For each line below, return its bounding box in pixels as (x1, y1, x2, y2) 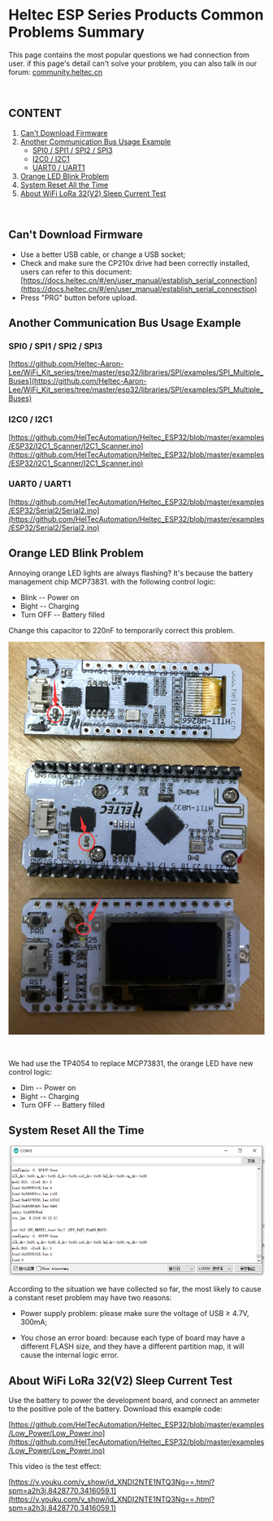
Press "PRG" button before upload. (19, 293, 137, 302)
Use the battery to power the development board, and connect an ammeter (8, 1396, 260, 1406)
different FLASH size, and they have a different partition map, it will (19, 1341, 245, 1351)
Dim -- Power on (19, 1083, 76, 1093)
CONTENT (8, 106, 63, 120)
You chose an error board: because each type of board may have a (19, 1333, 245, 1343)
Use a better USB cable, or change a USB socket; (19, 250, 186, 259)
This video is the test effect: (8, 1462, 102, 1471)
